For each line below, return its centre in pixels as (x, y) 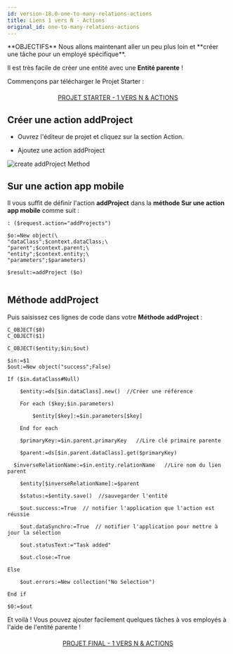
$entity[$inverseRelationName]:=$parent (80, 483)
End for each (39, 428)
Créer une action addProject (70, 120)
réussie (19, 514)
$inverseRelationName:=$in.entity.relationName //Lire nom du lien (117, 465)
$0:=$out (20, 606)
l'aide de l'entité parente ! (44, 627)
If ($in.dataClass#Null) (44, 379)
